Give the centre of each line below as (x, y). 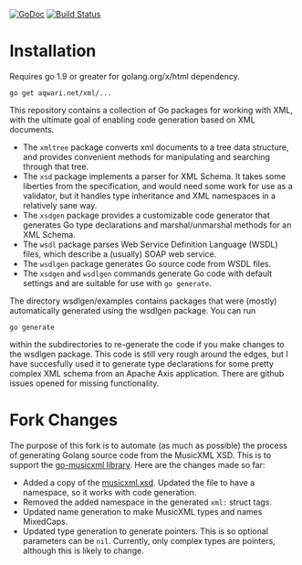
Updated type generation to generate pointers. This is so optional (146, 531)
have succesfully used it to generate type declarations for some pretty (141, 363)
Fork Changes (64, 420)
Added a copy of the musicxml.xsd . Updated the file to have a (139, 482)
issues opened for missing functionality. (84, 383)
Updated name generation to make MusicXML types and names (142, 511)
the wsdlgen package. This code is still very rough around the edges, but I (149, 354)
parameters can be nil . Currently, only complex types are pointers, (149, 540)
